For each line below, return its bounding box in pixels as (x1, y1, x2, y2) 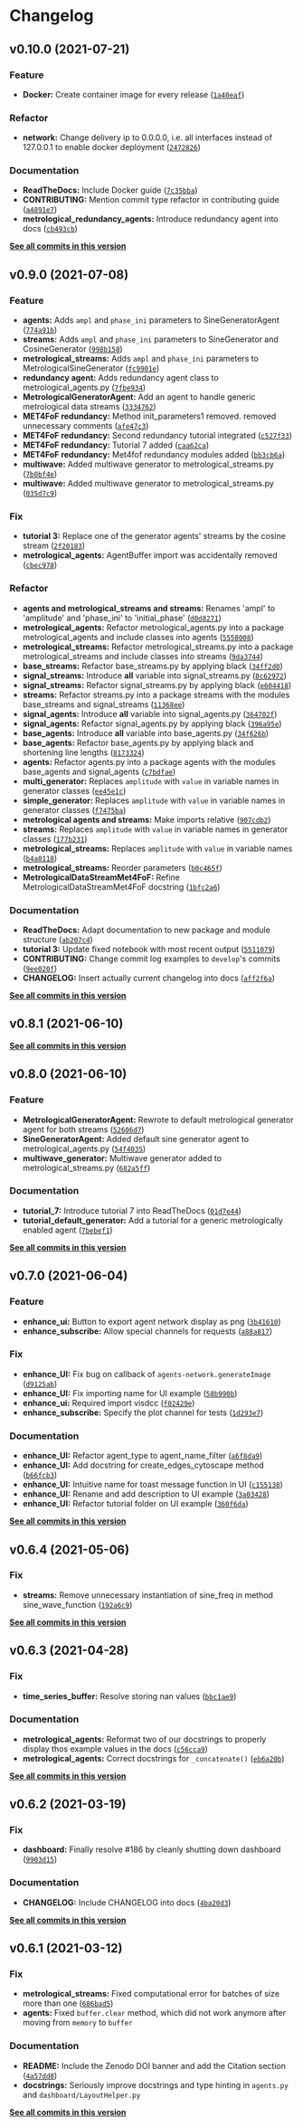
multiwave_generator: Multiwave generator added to (22, 1152, 223, 1163)
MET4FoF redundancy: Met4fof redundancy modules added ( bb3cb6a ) (22, 449, 286, 460)
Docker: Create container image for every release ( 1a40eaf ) (22, 89, 245, 99)
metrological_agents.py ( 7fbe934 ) (22, 382, 147, 393)
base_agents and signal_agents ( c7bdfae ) (22, 766, 176, 777)
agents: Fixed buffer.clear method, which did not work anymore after (22, 2008, 287, 2018)
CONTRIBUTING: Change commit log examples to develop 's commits (22, 953, 280, 964)
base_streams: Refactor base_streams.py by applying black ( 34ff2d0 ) (22, 660, 283, 671)
